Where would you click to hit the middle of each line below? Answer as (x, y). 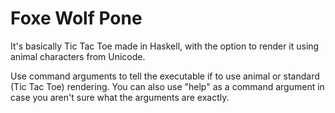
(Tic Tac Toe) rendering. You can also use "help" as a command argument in (167, 86)
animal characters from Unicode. (78, 56)
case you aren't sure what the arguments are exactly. (120, 97)
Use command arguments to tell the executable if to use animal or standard (165, 76)
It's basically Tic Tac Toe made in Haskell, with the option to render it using (165, 46)
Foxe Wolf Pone (76, 18)
